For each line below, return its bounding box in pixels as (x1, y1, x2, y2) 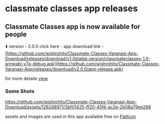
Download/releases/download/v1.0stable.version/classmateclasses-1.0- (5, 56, 151, 61)
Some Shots (5, 88, 35, 95)
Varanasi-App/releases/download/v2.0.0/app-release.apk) (5, 66, 124, 72)
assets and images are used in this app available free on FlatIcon (5, 114, 136, 120)
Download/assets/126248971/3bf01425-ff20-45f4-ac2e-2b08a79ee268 (5, 104, 151, 110)
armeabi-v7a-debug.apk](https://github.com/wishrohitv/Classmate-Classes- (5, 61, 160, 67)
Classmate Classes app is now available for (5, 23, 140, 31)
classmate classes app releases (5, 3, 138, 14)
